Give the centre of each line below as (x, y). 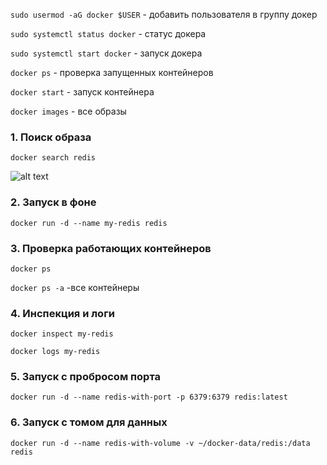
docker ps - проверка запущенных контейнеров (112, 72)
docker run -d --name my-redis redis (89, 223)
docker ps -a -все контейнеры (75, 287)
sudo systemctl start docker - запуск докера (106, 53)
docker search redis (53, 158)
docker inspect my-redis (62, 334)
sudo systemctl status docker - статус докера (108, 33)
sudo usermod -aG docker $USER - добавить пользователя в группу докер (164, 14)
